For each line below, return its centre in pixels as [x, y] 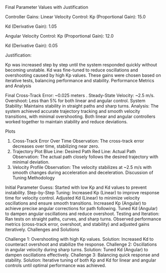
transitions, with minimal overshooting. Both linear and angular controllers [80, 116]
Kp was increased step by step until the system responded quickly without [81, 65]
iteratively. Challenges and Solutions [42, 229]
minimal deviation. [31, 162]
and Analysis [18, 86]
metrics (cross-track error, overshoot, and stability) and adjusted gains [77, 224]
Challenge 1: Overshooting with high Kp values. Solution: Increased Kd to [79, 239]
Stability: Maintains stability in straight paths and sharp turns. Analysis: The [82, 106]
